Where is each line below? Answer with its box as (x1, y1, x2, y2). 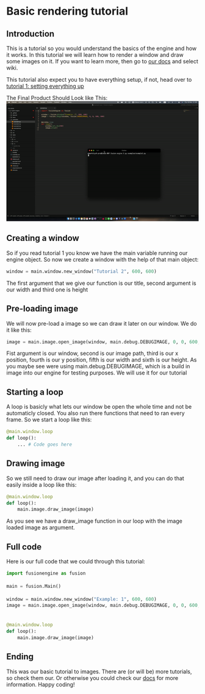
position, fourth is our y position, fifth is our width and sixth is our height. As (6, 356, 197, 363)
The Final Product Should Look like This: (6, 95, 108, 101)
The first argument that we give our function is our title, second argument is (6, 279, 196, 287)
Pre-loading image (6, 304, 79, 314)
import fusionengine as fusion (6, 570, 86, 577)
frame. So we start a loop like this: (6, 416, 92, 423)
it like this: (6, 326, 32, 334)
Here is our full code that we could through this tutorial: (6, 558, 145, 565)
